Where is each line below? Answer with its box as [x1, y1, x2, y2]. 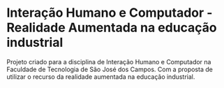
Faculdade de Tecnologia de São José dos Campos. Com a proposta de [6, 65, 214, 73]
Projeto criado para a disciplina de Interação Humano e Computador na [6, 57, 211, 66]
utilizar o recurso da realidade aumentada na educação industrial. [6, 72, 195, 81]
